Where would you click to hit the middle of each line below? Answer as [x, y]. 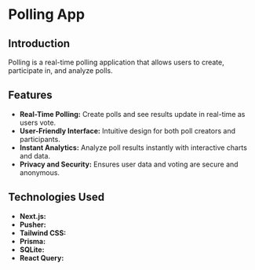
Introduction [39, 44]
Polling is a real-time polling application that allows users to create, [117, 62]
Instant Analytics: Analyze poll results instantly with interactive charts [133, 148]
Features [30, 95]
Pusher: [33, 224]
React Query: [42, 257]
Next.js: [33, 216]
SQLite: [32, 250]
